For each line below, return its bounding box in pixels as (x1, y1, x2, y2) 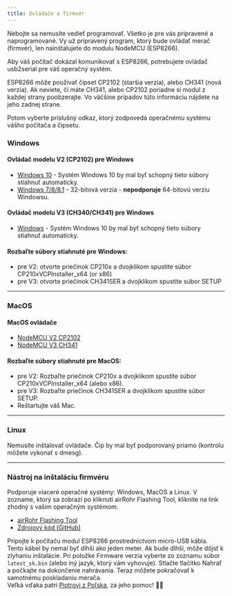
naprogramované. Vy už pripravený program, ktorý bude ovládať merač (7, 36, 211, 45)
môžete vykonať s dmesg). (7, 448, 84, 457)
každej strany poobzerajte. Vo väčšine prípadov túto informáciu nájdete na (7, 93, 219, 101)
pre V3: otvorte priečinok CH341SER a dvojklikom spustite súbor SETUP (17, 278, 222, 286)
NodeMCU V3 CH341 (17, 341, 78, 350)
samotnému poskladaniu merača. (7, 574, 102, 582)
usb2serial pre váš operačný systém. (7, 64, 113, 73)
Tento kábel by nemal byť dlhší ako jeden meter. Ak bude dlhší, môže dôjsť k (7, 544, 224, 552)
